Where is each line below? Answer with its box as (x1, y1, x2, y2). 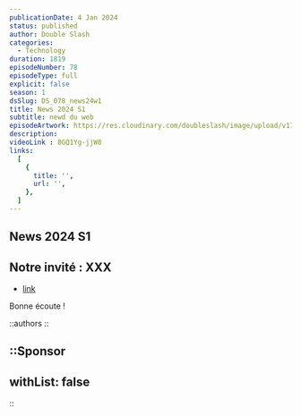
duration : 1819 (9, 55, 66, 64)
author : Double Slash (9, 30, 90, 38)
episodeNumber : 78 (9, 64, 78, 72)
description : (9, 130, 58, 139)
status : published (9, 21, 78, 30)
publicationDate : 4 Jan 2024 (9, 13, 118, 22)
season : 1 (9, 88, 47, 97)
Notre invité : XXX (9, 259, 112, 275)
